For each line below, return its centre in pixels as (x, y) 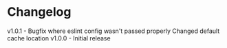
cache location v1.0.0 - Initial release (59, 38)
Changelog (39, 12)
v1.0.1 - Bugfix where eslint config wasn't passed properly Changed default (113, 31)
